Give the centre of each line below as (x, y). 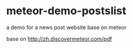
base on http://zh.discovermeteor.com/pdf (59, 39)
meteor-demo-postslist (66, 11)
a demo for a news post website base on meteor (66, 27)
